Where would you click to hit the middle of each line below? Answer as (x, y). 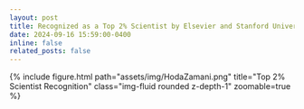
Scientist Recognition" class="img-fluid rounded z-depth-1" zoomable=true (150, 86)
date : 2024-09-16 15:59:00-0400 (70, 34)
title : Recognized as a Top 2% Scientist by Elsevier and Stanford (139, 26)
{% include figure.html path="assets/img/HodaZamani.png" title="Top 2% (147, 77)
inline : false (36, 43)
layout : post (34, 18)
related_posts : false (50, 51)
